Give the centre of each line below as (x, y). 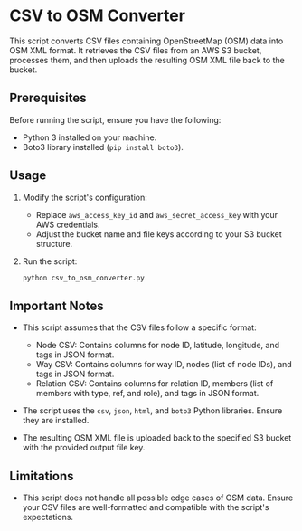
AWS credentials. (68, 224)
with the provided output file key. (84, 448)
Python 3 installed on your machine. (90, 137)
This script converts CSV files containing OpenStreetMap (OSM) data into (146, 41)
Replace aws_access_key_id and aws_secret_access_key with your (157, 214)
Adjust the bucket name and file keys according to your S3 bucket (159, 234)
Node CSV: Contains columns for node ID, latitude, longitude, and (158, 346)
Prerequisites (48, 98)
